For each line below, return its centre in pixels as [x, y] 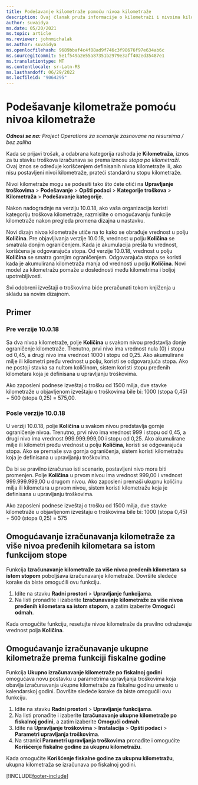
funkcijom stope [37, 555]
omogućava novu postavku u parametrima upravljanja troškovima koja [91, 678]
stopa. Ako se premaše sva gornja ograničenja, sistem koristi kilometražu [95, 451]
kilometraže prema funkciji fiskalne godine [86, 658]
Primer [19, 312]
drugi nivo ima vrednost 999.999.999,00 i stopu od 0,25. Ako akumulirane [96, 439]
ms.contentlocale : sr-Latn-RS [43, 67]
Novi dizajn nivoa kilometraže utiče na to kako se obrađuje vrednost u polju [97, 232]
